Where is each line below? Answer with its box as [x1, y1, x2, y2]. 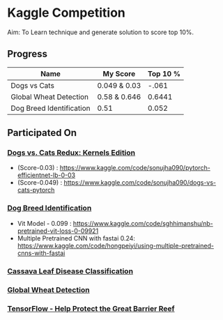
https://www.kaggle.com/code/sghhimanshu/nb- [72, 219, 214, 227]
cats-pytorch [17, 186, 55, 195]
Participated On [7, 127, 77, 139]
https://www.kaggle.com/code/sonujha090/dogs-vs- [63, 178, 217, 187]
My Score [102, 68, 136, 78]
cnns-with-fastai [17, 249, 66, 257]
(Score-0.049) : [17, 178, 63, 187]
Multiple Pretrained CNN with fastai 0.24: [17, 234, 136, 242]
